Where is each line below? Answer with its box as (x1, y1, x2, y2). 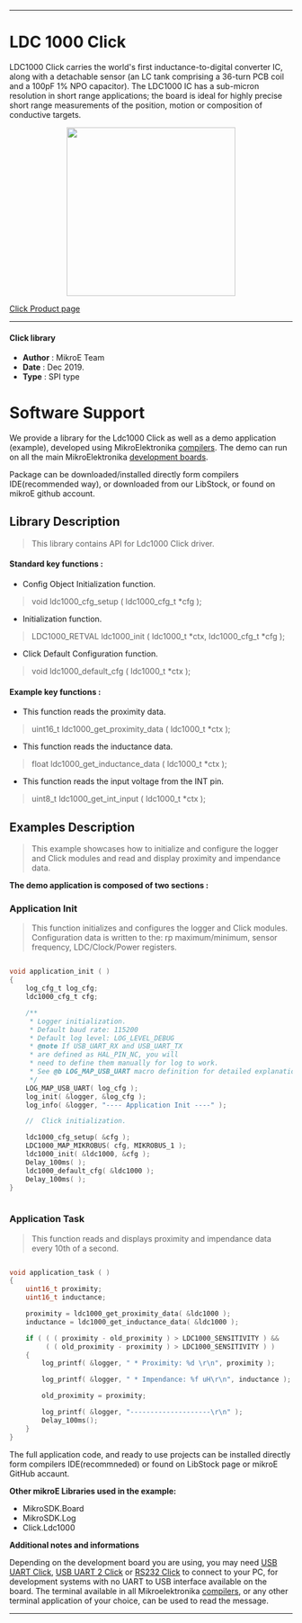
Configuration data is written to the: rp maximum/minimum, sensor (31, 932, 278, 943)
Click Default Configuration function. (22, 648, 159, 659)
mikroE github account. (9, 488, 96, 499)
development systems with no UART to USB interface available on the (9, 1575, 268, 1587)
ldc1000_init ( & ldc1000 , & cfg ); (25, 1150, 151, 1159)
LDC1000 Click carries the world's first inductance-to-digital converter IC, (9, 61, 283, 72)
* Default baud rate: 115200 (29, 1025, 139, 1034)
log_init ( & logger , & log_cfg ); (25, 1092, 147, 1101)
